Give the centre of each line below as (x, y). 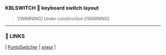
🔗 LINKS (15, 36)
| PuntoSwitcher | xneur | (30, 47)
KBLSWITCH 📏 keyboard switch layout (52, 8)
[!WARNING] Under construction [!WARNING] (63, 19)
